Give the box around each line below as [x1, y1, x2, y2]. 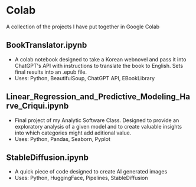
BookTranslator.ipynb [6, 40, 87, 50]
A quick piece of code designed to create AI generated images [14, 168, 168, 175]
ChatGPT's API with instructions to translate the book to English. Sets [14, 62, 184, 69]
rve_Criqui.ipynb [6, 101, 69, 111]
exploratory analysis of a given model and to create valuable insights [14, 123, 182, 130]
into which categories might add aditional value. [14, 129, 132, 136]
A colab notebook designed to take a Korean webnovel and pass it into [14, 55, 187, 63]
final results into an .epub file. [14, 68, 87, 76]
